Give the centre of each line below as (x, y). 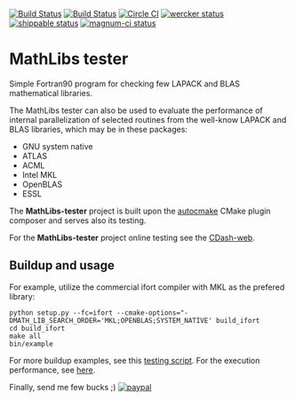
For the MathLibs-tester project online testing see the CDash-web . (132, 237)
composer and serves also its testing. (78, 220)
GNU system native (57, 146)
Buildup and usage (62, 265)
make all (25, 336)
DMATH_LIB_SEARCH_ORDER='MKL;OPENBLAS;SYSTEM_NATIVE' (111, 320)
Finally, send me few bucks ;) (63, 387)
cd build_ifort (37, 328)
